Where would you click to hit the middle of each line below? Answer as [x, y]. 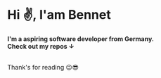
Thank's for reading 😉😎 [43, 67]
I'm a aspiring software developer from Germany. [81, 39]
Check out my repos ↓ [41, 46]
